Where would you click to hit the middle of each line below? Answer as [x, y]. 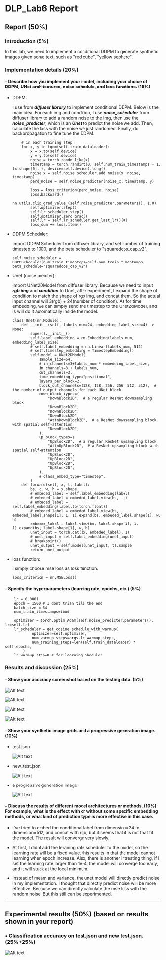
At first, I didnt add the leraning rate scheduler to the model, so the [80, 847]
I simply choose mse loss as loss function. [55, 568]
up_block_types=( [57, 437]
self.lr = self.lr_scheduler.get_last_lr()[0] [79, 220]
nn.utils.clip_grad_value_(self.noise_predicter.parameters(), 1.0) [84, 203]
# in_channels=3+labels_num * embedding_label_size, [94, 364]
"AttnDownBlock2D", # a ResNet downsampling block [102, 420]
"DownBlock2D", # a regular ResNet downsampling [100, 398]
